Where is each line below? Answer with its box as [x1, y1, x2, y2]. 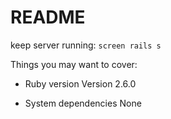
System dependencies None [24, 97, 142, 109]
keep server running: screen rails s [10, 39, 162, 51]
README [10, 6, 86, 29]
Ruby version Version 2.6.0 [24, 77, 137, 90]
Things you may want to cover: [10, 58, 138, 70]
